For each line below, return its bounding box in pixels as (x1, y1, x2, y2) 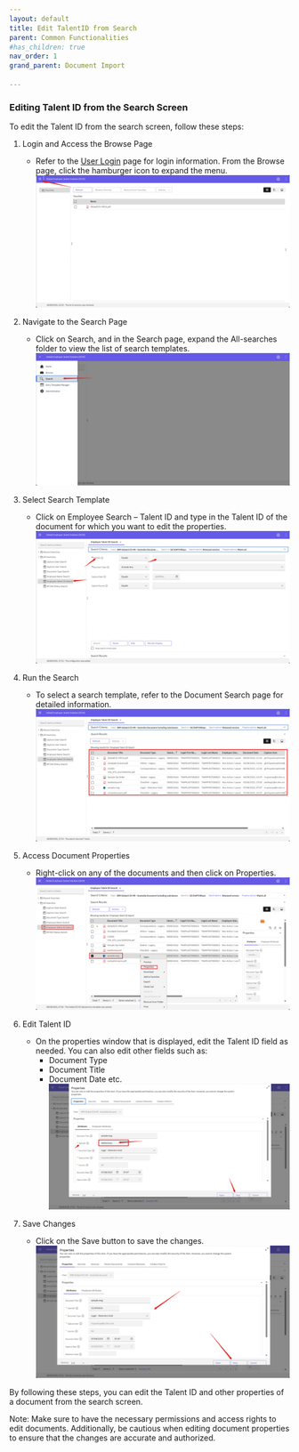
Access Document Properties (21, 851, 131, 861)
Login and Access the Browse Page (21, 139, 153, 149)
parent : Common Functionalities (9, 33, 129, 42)
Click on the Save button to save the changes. (35, 1235, 205, 1246)
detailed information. (35, 699, 112, 710)
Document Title (48, 1064, 105, 1076)
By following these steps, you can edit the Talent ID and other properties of (9, 1386, 285, 1397)
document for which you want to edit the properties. (35, 521, 227, 532)
